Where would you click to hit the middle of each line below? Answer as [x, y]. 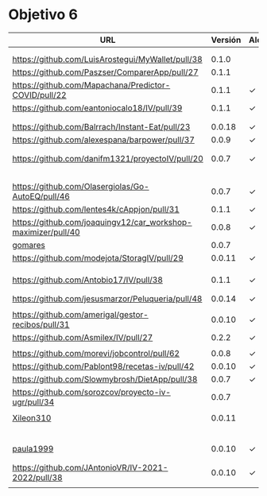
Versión [226, 40]
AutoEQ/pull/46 [41, 196]
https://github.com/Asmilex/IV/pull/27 [83, 337]
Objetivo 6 [43, 15]
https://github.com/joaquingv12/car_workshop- [102, 222]
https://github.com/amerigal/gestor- [80, 314]
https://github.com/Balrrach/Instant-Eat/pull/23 [101, 126]
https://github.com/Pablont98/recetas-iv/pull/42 [103, 366]
